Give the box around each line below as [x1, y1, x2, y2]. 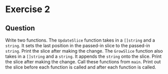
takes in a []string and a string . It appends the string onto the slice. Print [5, 53, 162, 59]
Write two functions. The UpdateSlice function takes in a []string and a [5, 37, 155, 43]
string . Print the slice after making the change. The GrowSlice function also [5, 48, 163, 54]
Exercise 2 [5, 4, 50, 15]
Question [5, 24, 35, 32]
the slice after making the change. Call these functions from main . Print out [5, 59, 161, 64]
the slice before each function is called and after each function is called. [5, 64, 156, 70]
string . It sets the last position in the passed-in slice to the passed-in [5, 43, 151, 49]
